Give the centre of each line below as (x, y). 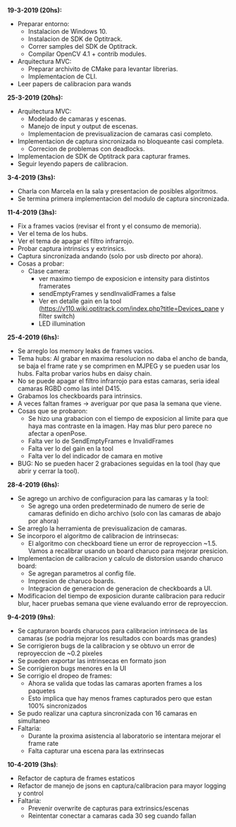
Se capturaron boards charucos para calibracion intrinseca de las (112, 631)
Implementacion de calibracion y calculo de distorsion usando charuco (120, 558)
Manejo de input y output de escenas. (83, 126)
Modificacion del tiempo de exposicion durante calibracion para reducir (121, 596)
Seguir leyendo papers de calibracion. (73, 164)
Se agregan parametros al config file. (82, 573)
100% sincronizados (57, 706)
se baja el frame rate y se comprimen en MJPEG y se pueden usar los (119, 366)
